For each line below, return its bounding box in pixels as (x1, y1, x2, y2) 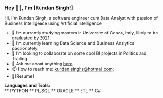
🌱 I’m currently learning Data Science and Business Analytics (11, 40, 135, 46)
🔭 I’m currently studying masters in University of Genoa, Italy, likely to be (11, 30, 158, 36)
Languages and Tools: (4, 82, 51, 89)
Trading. (11, 56, 29, 62)
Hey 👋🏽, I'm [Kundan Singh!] (4, 4, 73, 11)
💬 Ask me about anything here (11, 61, 73, 67)
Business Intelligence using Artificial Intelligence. (4, 20, 103, 26)
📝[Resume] (11, 73, 35, 79)
